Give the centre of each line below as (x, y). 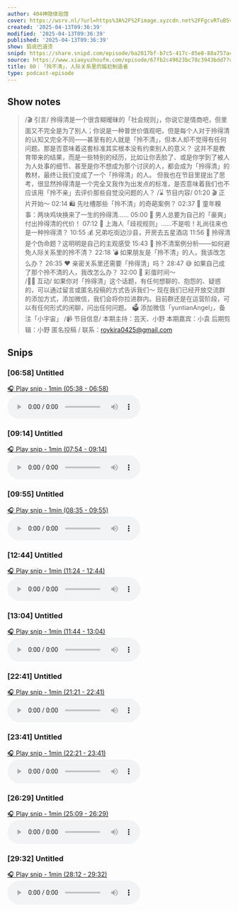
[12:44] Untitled (35, 555)
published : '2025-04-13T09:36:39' (58, 40)
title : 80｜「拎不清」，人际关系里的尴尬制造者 (68, 67)
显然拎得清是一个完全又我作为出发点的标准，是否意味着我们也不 (137, 184)
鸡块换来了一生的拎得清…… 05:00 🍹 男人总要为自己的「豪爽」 (140, 215)
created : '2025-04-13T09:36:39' (55, 27)
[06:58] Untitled (36, 372)
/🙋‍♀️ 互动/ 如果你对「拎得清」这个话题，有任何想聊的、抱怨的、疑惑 (123, 281)
